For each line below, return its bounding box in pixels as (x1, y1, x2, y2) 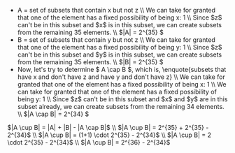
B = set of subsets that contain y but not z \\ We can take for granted (17, 36, 215, 44)
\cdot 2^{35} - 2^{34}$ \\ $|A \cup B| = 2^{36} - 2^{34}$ (7, 138, 171, 146)
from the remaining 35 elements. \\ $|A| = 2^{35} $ (17, 28, 164, 36)
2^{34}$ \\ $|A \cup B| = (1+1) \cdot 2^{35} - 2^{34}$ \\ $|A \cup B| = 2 (7, 131, 212, 139)
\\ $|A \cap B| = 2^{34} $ (17, 110, 90, 118)
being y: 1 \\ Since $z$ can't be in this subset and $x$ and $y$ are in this (17, 95, 228, 103)
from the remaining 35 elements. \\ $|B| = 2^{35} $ (17, 58, 164, 66)
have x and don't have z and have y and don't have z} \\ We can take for (17, 73, 225, 81)
